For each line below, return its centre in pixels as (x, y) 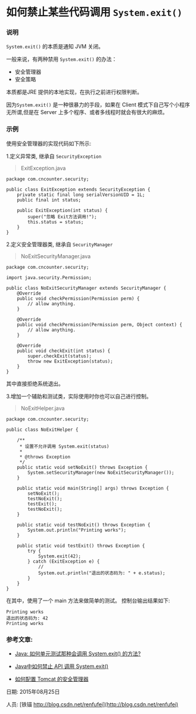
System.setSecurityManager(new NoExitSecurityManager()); (101, 473)
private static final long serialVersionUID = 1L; (81, 195)
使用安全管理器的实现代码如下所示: (49, 143)
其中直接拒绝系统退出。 (35, 384)
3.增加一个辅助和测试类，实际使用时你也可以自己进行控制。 (79, 396)
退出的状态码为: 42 (27, 618)
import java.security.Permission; (49, 278)
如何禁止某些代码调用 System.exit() (94, 12)
